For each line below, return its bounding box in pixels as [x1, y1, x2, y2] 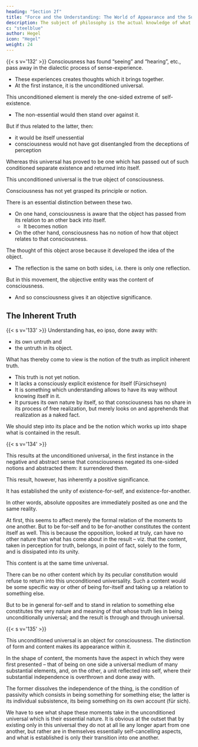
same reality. [6, 505, 37, 512]
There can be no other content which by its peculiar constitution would [6, 571, 178, 578]
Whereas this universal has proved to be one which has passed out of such [6, 158, 189, 165]
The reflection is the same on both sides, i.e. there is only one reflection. [14, 264, 190, 271]
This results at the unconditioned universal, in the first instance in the [6, 452, 174, 459]
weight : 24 [6, 42, 33, 48]
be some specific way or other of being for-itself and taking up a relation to [6, 583, 189, 590]
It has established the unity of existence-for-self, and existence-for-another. [6, 487, 191, 494]
